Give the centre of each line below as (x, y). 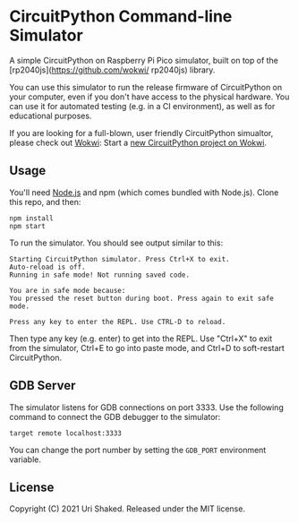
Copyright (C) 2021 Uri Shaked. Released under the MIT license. (128, 509)
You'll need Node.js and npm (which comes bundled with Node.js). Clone (144, 192)
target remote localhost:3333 (66, 433)
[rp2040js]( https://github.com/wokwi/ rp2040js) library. (112, 70)
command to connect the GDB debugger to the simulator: (115, 416)
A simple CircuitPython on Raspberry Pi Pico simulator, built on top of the (144, 60)
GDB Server (43, 386)
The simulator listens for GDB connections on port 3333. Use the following (146, 407)
